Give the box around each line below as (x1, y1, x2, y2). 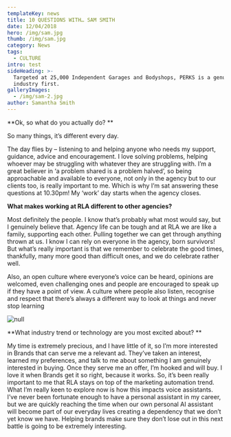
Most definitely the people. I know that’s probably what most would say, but (7, 215, 221, 223)
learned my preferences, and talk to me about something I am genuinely (7, 356, 211, 364)
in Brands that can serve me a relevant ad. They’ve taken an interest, (7, 348, 202, 357)
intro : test (7, 61, 41, 68)
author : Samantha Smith (7, 100, 76, 107)
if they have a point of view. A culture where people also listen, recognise (7, 287, 214, 295)
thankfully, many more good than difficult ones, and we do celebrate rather (7, 251, 219, 260)
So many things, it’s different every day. (7, 131, 119, 139)
